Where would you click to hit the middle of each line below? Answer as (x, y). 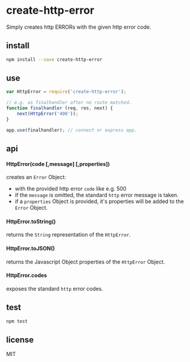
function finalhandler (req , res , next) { (60, 108)
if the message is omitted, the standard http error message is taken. (96, 195)
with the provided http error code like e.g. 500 (71, 189)
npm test (17, 321)
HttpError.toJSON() (31, 249)
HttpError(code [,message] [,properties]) (58, 164)
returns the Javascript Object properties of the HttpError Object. (86, 262)
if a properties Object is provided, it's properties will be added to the (99, 201)
